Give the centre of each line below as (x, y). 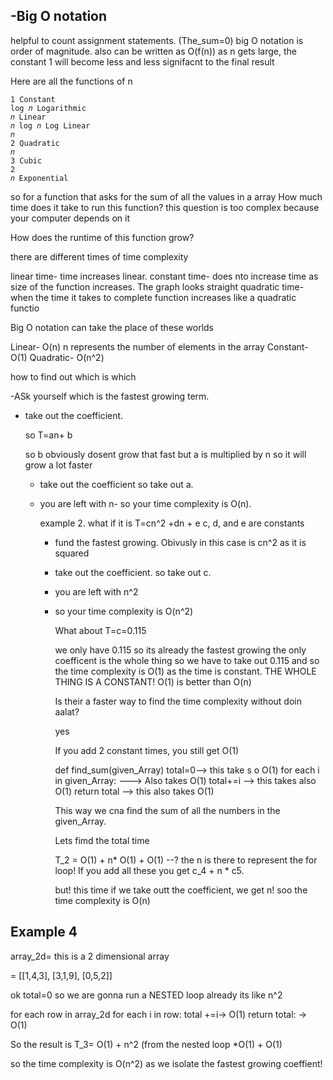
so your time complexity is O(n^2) (124, 611)
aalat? (67, 711)
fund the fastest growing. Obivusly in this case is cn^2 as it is (180, 542)
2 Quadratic (35, 143)
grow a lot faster (58, 465)
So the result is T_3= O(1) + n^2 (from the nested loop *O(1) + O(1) (146, 1044)
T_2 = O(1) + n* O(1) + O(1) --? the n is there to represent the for (186, 860)
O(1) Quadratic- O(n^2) (57, 357)
